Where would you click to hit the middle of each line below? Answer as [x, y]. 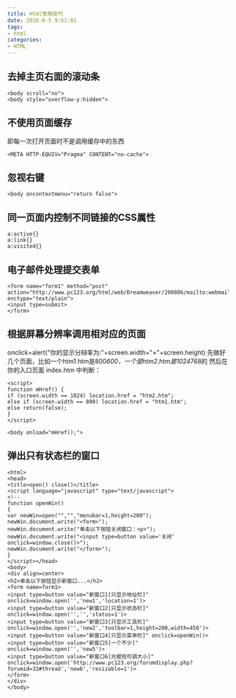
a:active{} [23, 234]
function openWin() [36, 503]
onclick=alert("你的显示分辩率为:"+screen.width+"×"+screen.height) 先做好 [117, 352]
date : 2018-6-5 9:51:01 [42, 20]
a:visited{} [25, 247]
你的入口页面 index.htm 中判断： [54, 370]
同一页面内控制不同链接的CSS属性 [81, 218]
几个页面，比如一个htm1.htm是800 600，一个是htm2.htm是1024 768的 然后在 [118, 361]
